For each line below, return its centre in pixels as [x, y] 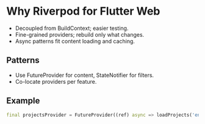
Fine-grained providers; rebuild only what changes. [80, 34]
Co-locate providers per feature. [56, 81]
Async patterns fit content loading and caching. [75, 41]
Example [23, 101]
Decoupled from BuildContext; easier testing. [72, 28]
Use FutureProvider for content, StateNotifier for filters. [85, 75]
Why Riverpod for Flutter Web [83, 11]
